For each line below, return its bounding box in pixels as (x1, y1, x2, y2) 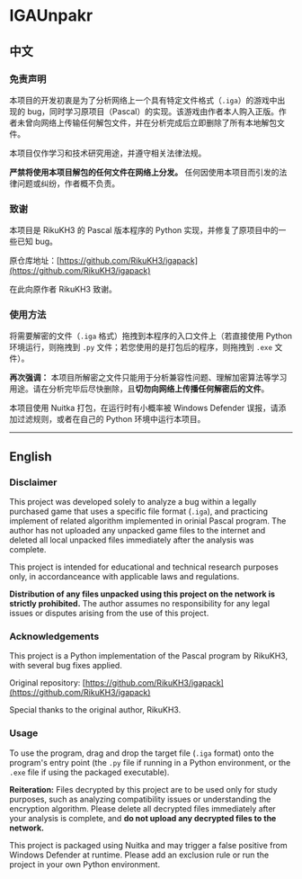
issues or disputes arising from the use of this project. (9, 608, 209, 619)
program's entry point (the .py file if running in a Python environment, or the (9, 757, 291, 767)
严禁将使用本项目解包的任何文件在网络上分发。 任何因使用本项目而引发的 (9, 166, 280, 177)
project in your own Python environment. (9, 858, 160, 869)
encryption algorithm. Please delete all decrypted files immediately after (9, 803, 276, 814)
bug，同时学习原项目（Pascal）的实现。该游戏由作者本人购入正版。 (26, 105, 279, 117)
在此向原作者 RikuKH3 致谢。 (9, 284, 117, 295)
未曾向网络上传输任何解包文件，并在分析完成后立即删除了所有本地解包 (16, 117, 277, 128)
